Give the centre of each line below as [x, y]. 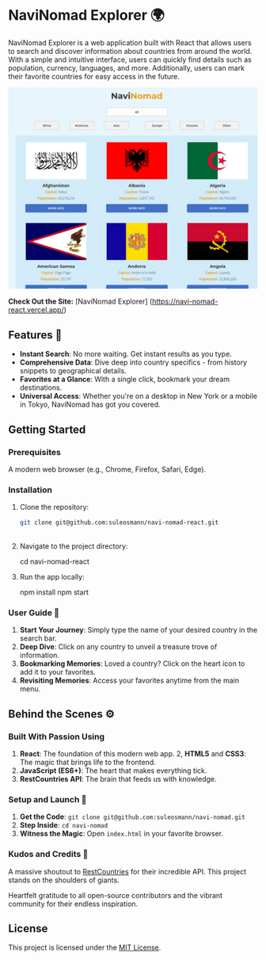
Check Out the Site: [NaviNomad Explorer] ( [80, 301]
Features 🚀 [35, 335]
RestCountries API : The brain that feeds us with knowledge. [118, 779]
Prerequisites [34, 452]
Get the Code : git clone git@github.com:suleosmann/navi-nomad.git [132, 817]
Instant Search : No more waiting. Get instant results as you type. [125, 354]
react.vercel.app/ [36, 310]
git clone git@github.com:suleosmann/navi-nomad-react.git [119, 523]
